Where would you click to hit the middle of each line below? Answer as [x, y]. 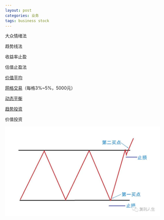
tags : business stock [27, 21]
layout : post [18, 10]
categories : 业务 [22, 15]
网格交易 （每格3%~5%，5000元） [40, 88]
